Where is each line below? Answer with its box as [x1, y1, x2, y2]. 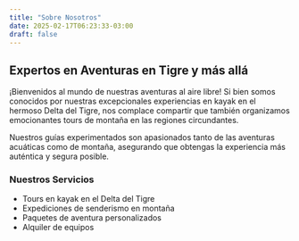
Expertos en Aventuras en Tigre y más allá [9, 62, 248, 78]
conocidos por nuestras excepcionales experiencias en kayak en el [9, 96, 256, 107]
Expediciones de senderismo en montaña [21, 203, 176, 214]
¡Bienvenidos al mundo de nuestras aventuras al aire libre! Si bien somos [9, 87, 276, 97]
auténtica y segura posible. [9, 151, 110, 162]
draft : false [9, 29, 58, 38]
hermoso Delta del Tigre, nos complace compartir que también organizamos [9, 105, 290, 116]
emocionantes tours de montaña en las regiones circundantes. [9, 115, 239, 126]
